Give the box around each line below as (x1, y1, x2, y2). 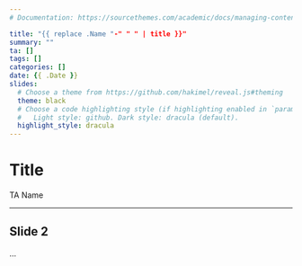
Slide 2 (9, 224, 49, 239)
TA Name (9, 190, 44, 200)
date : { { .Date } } (9, 71, 78, 81)
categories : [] (9, 63, 67, 72)
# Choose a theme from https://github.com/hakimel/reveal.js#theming (17, 87, 283, 97)
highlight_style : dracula (17, 121, 115, 130)
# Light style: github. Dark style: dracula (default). (17, 113, 240, 122)
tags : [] (9, 55, 42, 64)
